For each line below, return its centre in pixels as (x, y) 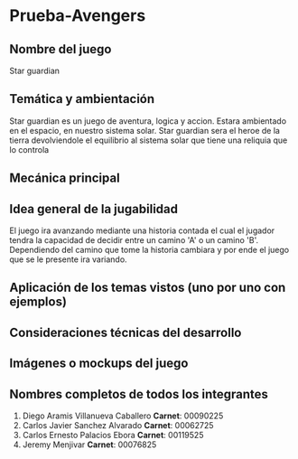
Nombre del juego (61, 49)
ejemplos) (38, 302)
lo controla (29, 149)
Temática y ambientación (82, 99)
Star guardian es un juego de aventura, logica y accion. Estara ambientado (148, 121)
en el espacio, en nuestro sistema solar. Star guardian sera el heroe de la (144, 130)
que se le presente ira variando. (69, 259)
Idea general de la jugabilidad (94, 209)
